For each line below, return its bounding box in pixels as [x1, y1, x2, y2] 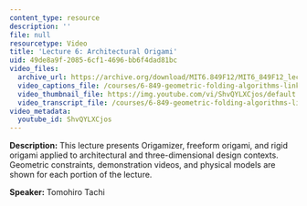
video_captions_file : [17, 81, 101, 90]
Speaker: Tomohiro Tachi [9, 187, 105, 198]
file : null [9, 30, 51, 39]
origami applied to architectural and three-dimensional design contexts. [9, 149, 279, 160]
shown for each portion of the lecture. [9, 170, 153, 180]
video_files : [9, 65, 59, 74]
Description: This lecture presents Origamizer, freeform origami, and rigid [9, 140, 289, 151]
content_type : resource [9, 13, 101, 23]
